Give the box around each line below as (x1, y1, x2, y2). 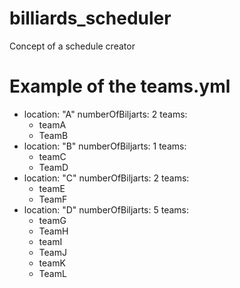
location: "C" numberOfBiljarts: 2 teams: (23, 172, 190, 184)
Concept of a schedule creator (9, 40, 136, 52)
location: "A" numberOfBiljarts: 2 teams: (23, 108, 188, 120)
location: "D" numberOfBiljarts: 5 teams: (23, 203, 189, 216)
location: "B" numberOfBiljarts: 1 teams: (23, 140, 187, 152)
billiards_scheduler (9, 7, 172, 30)
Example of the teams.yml (9, 75, 231, 98)
